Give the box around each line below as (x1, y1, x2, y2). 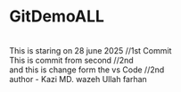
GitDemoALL (9, 6, 105, 27)
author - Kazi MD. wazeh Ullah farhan (9, 73, 147, 84)
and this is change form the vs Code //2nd (9, 64, 165, 75)
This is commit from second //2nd (9, 54, 134, 65)
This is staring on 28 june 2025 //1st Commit (9, 45, 172, 55)
